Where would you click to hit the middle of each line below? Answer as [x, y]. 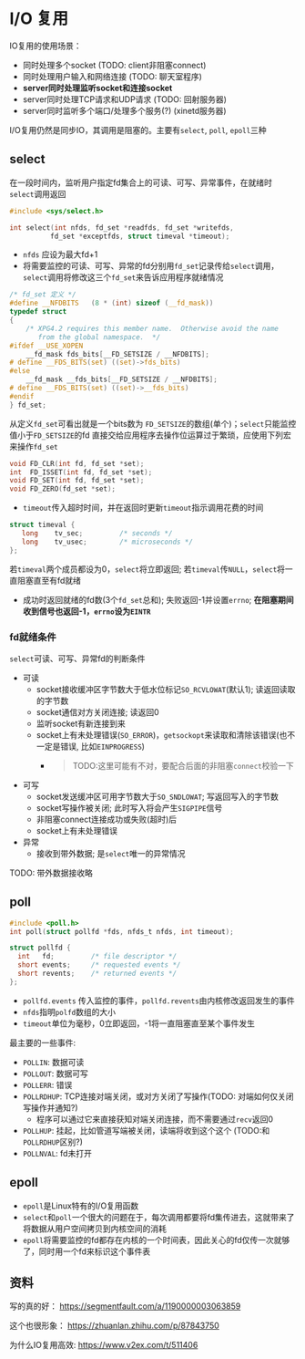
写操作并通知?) [51, 1107]
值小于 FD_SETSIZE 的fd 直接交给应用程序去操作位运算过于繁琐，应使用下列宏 [150, 435]
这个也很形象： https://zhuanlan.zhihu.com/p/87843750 [115, 1326]
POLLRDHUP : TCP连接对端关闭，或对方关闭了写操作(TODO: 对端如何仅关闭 [158, 1096]
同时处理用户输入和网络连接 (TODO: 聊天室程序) [112, 76]
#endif [22, 396]
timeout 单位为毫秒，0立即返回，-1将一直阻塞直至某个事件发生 [138, 1023]
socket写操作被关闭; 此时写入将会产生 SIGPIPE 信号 [129, 807]
